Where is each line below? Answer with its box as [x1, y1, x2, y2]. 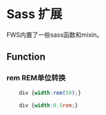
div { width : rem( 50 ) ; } [19, 89, 81, 96]
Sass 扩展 [6, 6, 63, 22]
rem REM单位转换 [6, 73, 67, 83]
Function [6, 51, 46, 63]
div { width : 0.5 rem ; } [19, 102, 78, 109]
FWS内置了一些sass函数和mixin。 [6, 30, 103, 39]
